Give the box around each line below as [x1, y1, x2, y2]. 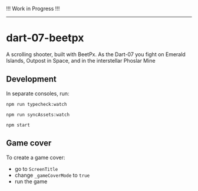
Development [6, 74, 57, 85]
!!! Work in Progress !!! [6, 5, 60, 12]
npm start [6, 122, 31, 128]
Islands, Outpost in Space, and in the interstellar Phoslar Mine [6, 57, 156, 64]
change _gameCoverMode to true [14, 171, 90, 179]
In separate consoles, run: [6, 90, 70, 97]
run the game [14, 177, 48, 185]
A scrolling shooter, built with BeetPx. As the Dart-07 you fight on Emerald [6, 50, 186, 58]
